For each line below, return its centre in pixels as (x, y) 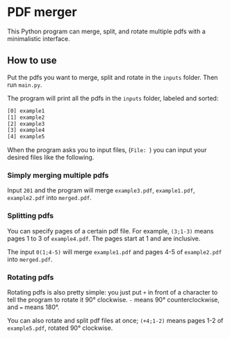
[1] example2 (26, 117)
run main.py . (25, 85)
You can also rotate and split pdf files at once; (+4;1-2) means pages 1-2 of (115, 321)
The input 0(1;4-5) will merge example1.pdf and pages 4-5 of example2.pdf (115, 251)
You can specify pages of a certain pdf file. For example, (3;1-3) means (110, 231)
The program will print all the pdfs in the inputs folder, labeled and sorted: (113, 98)
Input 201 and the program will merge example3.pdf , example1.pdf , (101, 190)
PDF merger (42, 12)
